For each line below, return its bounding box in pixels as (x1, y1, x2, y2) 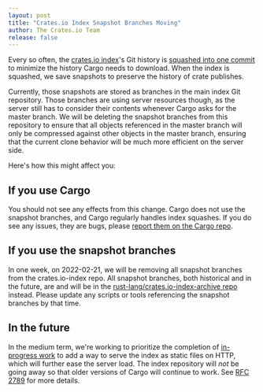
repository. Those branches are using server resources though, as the (8, 95, 235, 105)
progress (8, 350, 38, 360)
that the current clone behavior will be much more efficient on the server (8, 137, 244, 146)
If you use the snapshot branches (8, 244, 176, 257)
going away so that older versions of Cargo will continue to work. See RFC (8, 367, 250, 376)
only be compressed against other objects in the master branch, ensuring (8, 129, 246, 139)
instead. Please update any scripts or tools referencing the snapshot (8, 290, 230, 299)
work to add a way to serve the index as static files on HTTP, (39, 350, 236, 360)
